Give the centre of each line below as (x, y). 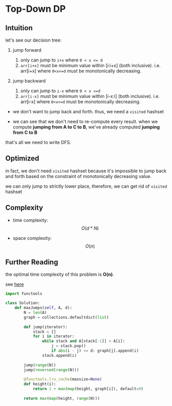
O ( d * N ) (90, 228)
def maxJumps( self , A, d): (43, 308)
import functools (24, 294)
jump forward (27, 50)
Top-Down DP (35, 9)
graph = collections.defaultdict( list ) (66, 317)
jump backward (29, 81)
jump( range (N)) (40, 365)
